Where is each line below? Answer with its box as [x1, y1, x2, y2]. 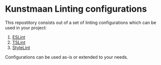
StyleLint [12, 44, 30, 50]
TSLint [12, 39, 25, 45]
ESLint [12, 34, 25, 40]
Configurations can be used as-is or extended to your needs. [5, 54, 128, 60]
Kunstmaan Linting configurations [5, 3, 147, 15]
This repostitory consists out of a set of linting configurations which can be [5, 20, 157, 25]
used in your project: [5, 24, 47, 30]
